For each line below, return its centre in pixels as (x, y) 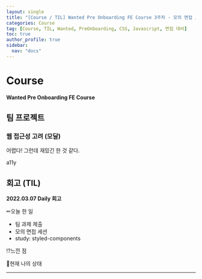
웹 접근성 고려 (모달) (34, 136)
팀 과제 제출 (29, 224)
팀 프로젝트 (26, 118)
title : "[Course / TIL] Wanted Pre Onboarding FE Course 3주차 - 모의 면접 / (102, 17)
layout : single (25, 12)
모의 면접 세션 (31, 231)
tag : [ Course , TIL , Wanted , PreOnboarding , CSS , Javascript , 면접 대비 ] (97, 29)
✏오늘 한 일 (20, 212)
